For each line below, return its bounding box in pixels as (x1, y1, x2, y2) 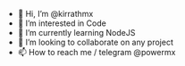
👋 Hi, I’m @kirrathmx (17, 9, 94, 19)
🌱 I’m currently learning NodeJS (17, 28, 136, 37)
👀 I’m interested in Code (17, 18, 107, 29)
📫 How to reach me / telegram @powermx (17, 47, 176, 57)
